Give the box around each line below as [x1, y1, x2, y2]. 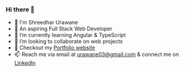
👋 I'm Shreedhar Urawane [14, 19, 78, 26]
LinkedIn [14, 60, 36, 67]
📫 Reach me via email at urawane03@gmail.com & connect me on [14, 51, 179, 58]
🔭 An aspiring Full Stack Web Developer [14, 25, 113, 32]
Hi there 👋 [5, 5, 35, 14]
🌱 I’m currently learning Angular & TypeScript [14, 32, 126, 39]
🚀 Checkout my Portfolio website [14, 44, 95, 51]
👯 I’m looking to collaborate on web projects [14, 38, 123, 45]
